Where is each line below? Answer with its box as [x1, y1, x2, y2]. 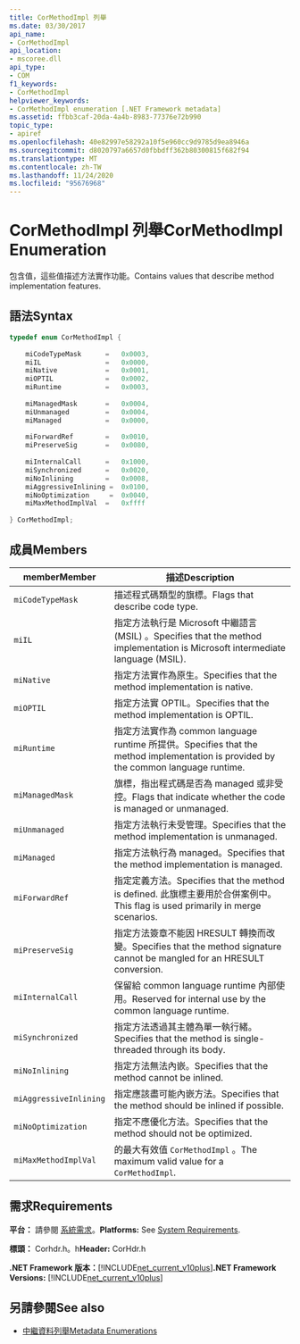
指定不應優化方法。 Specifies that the [113, 1115, 269, 1128]
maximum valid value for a [113, 1155, 225, 1167]
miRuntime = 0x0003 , [25, 383, 150, 392]
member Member [22, 571, 96, 583]
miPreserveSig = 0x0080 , [25, 441, 150, 450]
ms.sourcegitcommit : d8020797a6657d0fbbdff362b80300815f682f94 [9, 146, 250, 154]
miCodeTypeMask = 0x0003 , [25, 349, 150, 358]
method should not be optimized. [113, 1127, 253, 1139]
